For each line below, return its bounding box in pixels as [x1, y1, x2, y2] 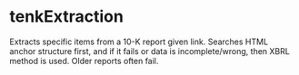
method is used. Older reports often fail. [9, 55, 159, 66]
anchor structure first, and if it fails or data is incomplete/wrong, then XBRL [9, 45, 291, 56]
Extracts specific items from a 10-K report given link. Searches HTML [9, 36, 269, 47]
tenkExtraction [9, 6, 125, 27]
